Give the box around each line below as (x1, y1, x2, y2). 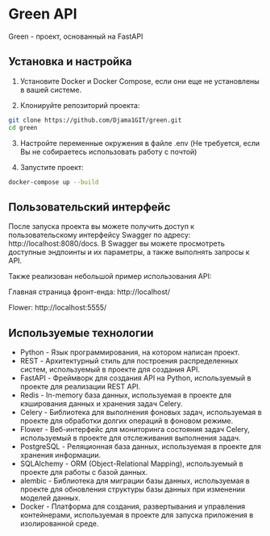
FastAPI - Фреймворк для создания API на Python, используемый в (19, 373, 251, 383)
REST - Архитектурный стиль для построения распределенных (19, 356, 239, 365)
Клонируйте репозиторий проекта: (19, 100, 140, 110)
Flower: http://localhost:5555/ (8, 303, 107, 313)
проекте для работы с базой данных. (19, 467, 148, 476)
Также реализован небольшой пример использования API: (8, 272, 212, 281)
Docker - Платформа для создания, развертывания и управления (19, 501, 246, 511)
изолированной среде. (19, 519, 99, 528)
